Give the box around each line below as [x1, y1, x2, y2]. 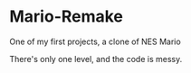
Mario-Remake [9, 6, 124, 27]
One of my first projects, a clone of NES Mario [9, 36, 181, 47]
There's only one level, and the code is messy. [9, 53, 183, 64]
